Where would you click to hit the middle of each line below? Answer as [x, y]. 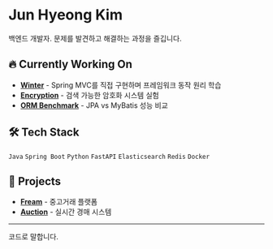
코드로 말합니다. [34, 237]
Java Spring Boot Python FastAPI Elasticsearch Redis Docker [109, 157]
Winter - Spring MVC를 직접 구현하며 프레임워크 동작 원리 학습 [121, 85]
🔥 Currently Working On [70, 64]
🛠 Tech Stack [44, 133]
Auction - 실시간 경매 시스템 [66, 212]
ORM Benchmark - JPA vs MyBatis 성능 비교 [94, 105]
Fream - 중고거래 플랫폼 [58, 202]
